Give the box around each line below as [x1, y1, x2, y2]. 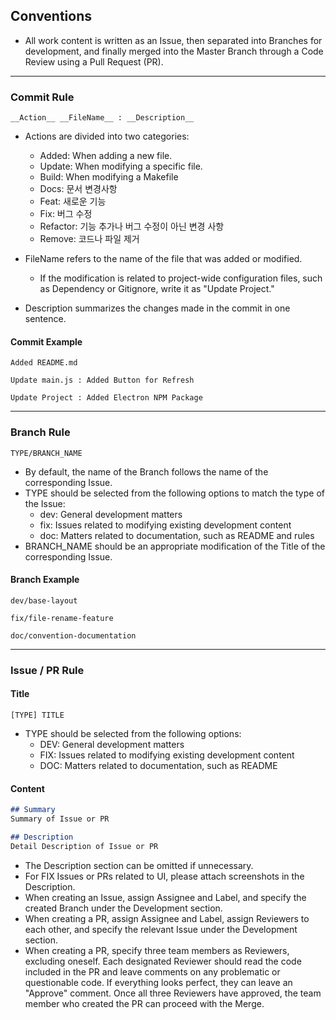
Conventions [10, 8, 93, 25]
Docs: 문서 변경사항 [39, 183, 118, 195]
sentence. [24, 313, 67, 325]
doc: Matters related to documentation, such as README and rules [39, 529, 315, 541]
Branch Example [10, 574, 80, 586]
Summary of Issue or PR [10, 814, 110, 824]
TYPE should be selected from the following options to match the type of [24, 487, 325, 499]
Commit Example [10, 335, 83, 348]
